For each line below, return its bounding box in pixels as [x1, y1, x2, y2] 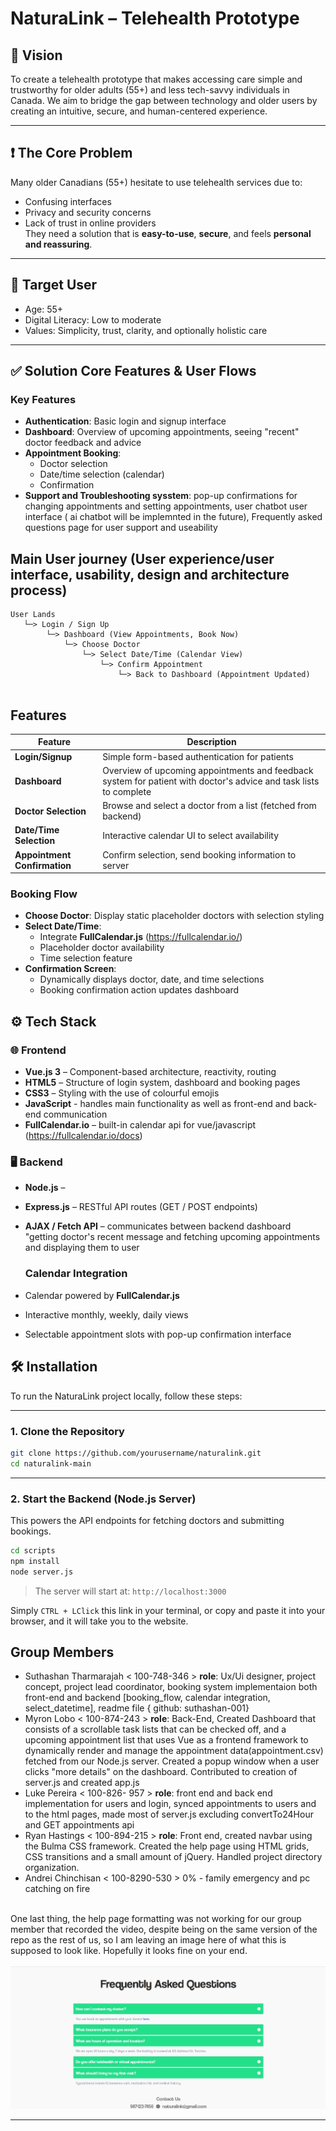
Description [186, 736, 237, 748]
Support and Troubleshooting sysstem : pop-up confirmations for [24, 490, 298, 502]
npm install [10, 1556, 60, 1566]
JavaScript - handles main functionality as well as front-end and [24, 1098, 292, 1110]
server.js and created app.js [24, 1777, 140, 1789]
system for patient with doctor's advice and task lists [102, 775, 320, 787]
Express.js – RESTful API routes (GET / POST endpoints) [24, 1201, 258, 1213]
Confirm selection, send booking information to [102, 848, 297, 861]
